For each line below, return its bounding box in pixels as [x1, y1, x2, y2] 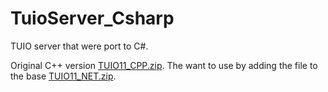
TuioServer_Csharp [10, 7, 175, 30]
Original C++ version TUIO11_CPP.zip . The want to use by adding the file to [10, 59, 318, 71]
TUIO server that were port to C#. [10, 40, 149, 52]
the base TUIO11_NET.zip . [10, 70, 117, 82]
